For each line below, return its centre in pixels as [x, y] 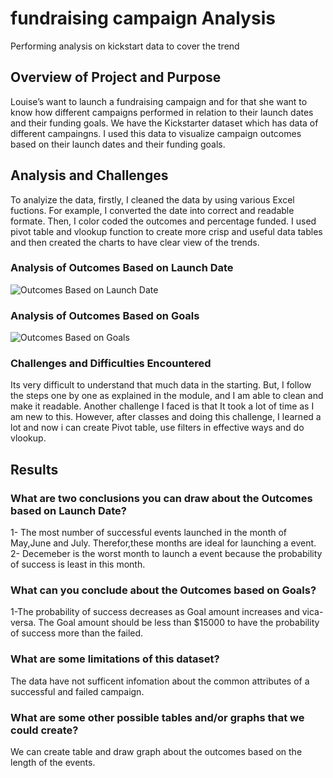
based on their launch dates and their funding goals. [118, 144]
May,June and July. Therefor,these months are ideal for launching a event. [163, 543]
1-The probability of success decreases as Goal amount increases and [155, 612]
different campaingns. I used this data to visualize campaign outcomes [156, 133]
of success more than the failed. [77, 633]
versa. [23, 623]
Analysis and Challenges [89, 175]
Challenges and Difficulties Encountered [111, 364]
